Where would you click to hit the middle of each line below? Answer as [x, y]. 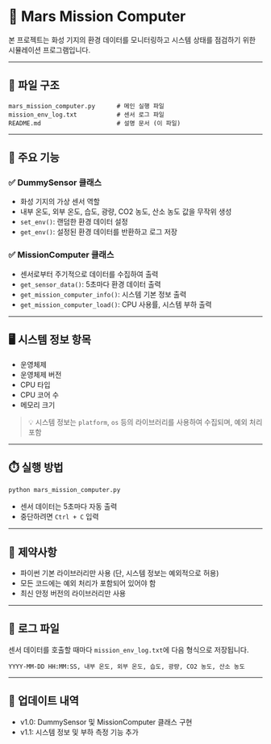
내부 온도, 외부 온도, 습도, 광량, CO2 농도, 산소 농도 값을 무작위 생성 [126, 212]
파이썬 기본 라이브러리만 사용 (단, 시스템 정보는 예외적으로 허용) [119, 574]
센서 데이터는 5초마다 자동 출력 [69, 507]
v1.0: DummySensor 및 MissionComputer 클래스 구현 [106, 721]
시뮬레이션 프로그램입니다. [50, 50]
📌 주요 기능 [34, 158]
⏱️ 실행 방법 [36, 467]
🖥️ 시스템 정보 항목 [50, 340]
